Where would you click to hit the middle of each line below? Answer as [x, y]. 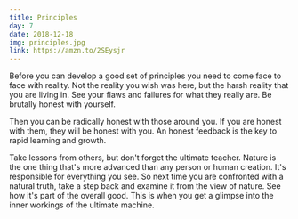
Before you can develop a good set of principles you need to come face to [145, 76]
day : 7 [21, 26]
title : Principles [43, 17]
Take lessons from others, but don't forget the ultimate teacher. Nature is [143, 158]
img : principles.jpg [48, 42]
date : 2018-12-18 [41, 34]
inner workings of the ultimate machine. [82, 205]
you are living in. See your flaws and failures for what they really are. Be [141, 95]
